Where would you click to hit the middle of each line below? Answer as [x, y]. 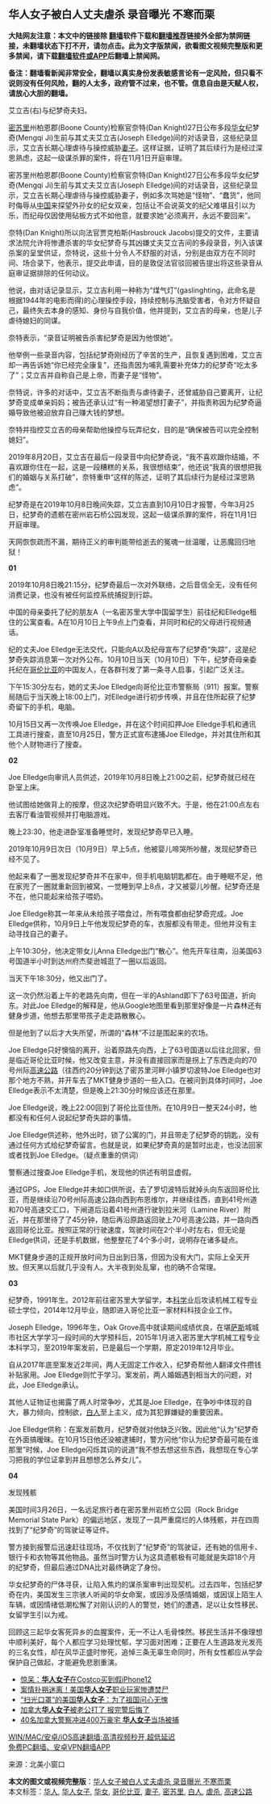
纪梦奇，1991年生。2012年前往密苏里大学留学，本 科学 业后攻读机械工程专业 [133, 1300]
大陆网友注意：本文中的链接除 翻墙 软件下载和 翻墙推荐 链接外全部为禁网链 [129, 36]
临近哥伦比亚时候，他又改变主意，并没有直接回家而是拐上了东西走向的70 [136, 1060]
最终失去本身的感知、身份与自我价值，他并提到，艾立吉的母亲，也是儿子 [142, 310]
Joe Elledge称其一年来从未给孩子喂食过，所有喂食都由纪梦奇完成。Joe [126, 913]
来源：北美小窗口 [37, 1764]
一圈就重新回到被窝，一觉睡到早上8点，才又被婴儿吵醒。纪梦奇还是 [148, 886]
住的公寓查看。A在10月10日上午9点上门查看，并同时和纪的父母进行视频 [126, 622]
